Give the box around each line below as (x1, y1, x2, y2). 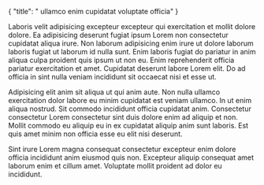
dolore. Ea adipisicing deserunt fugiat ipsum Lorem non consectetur (8, 31, 229, 39)
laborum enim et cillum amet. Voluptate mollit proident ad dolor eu (8, 161, 222, 170)
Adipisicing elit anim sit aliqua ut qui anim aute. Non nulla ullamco (8, 87, 221, 97)
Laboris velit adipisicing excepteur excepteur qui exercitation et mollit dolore (8, 22, 256, 31)
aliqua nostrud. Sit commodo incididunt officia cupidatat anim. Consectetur (8, 104, 252, 113)
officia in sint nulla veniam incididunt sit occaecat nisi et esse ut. (8, 72, 217, 81)
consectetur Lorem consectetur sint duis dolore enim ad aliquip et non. (8, 113, 238, 121)
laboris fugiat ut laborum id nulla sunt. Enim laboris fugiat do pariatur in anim (8, 47, 256, 56)
